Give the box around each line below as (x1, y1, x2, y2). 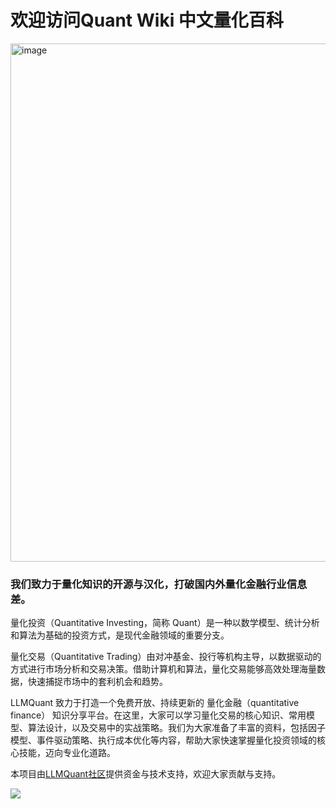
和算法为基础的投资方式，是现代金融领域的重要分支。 (10, 629, 230, 641)
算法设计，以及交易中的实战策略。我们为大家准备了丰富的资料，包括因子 (27, 722, 326, 734)
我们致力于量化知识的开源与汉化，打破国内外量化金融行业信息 (10, 577, 308, 591)
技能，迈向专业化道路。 (18, 747, 116, 759)
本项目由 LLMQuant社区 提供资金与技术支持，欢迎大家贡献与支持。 (10, 768, 282, 780)
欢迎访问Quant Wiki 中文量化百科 (10, 9, 284, 32)
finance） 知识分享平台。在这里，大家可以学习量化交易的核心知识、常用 (10, 709, 307, 721)
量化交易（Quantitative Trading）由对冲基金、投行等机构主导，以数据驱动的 (10, 651, 322, 663)
